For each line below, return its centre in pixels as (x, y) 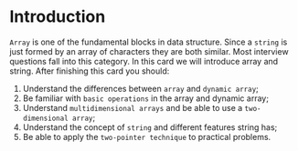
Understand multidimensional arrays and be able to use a (133, 107)
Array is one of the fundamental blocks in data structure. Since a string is (149, 42)
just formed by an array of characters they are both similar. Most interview (149, 51)
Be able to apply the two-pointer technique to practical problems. (147, 136)
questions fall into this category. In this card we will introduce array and (144, 61)
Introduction (58, 17)
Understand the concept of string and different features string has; (150, 127)
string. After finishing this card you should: (90, 71)
